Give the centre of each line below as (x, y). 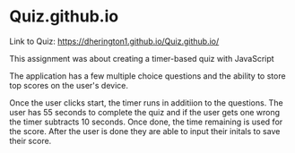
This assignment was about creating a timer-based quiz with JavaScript (142, 58)
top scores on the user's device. (69, 85)
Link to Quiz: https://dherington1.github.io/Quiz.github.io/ (114, 41)
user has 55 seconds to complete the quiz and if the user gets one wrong (145, 112)
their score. (30, 140)
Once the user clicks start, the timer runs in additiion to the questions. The (147, 102)
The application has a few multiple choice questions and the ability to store (147, 76)
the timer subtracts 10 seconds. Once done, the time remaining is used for (146, 122)
